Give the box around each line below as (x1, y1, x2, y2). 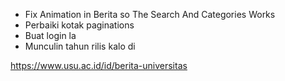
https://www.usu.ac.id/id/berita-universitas (10, 60, 188, 71)
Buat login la (24, 30, 77, 41)
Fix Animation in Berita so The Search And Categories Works (24, 9, 276, 20)
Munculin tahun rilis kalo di (24, 40, 136, 52)
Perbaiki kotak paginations (24, 19, 135, 31)
